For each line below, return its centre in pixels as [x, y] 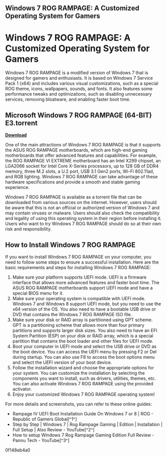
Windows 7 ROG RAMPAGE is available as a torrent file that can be [73, 197]
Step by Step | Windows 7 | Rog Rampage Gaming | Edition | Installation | [87, 424]
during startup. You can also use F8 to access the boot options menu [83, 357]
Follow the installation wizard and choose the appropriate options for [83, 367]
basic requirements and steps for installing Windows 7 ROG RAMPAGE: [78, 267]
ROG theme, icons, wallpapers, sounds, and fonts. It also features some [79, 89]
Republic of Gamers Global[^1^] [45, 419]
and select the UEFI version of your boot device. [62, 362]
